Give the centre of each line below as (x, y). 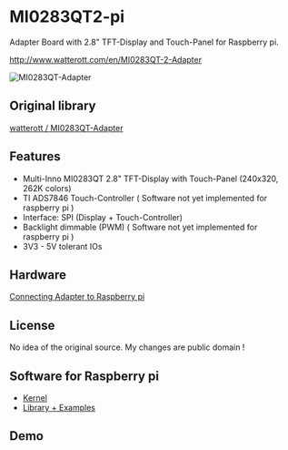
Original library (53, 106)
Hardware (38, 275)
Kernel (35, 398)
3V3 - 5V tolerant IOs (62, 246)
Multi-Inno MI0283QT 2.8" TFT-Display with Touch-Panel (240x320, (150, 179)
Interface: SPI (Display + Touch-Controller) (103, 217)
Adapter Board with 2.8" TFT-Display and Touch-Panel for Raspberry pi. (144, 42)
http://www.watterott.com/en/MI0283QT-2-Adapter (106, 59)
